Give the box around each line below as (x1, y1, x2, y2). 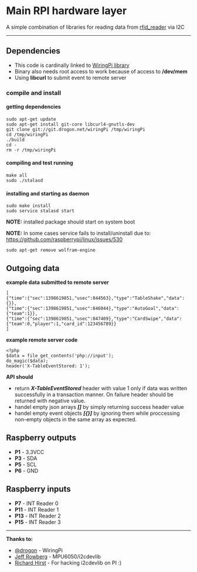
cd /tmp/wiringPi (6, 131, 49, 137)
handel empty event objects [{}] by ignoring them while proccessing (14, 409, 180, 417)
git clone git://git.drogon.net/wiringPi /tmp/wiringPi (6, 126, 145, 133)
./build (6, 137, 25, 143)
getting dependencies (6, 103, 62, 110)
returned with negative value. (14, 397, 86, 404)
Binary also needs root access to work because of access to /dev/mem (14, 67, 188, 75)
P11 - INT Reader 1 (14, 506, 59, 513)
